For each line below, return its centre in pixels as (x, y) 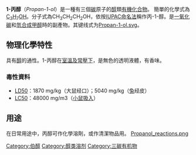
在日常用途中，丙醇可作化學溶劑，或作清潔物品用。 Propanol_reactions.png (97, 133)
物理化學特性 (29, 45)
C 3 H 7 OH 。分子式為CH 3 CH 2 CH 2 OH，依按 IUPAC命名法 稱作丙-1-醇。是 (90, 17)
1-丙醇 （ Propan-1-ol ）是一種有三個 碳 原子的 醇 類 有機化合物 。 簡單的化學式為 (98, 9)
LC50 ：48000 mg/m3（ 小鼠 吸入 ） (56, 98)
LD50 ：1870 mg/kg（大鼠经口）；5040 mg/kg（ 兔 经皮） (82, 91)
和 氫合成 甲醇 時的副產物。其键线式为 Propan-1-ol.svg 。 (77, 25)
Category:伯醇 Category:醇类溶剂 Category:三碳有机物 (72, 146)
